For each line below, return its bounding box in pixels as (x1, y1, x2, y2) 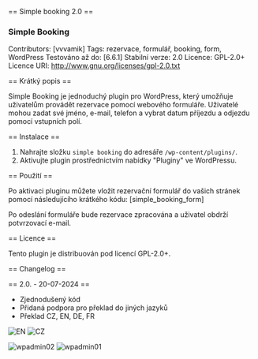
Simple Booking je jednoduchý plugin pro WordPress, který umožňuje (8, 92, 234, 101)
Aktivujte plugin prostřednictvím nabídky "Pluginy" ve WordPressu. (19, 155, 237, 165)
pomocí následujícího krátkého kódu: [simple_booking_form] (8, 195, 204, 204)
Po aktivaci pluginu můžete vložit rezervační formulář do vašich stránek (8, 186, 241, 196)
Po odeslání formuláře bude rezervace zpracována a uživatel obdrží (8, 210, 229, 219)
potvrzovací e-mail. (8, 219, 72, 228)
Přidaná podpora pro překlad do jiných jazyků (19, 303, 168, 312)
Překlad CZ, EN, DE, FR (19, 312, 95, 321)
